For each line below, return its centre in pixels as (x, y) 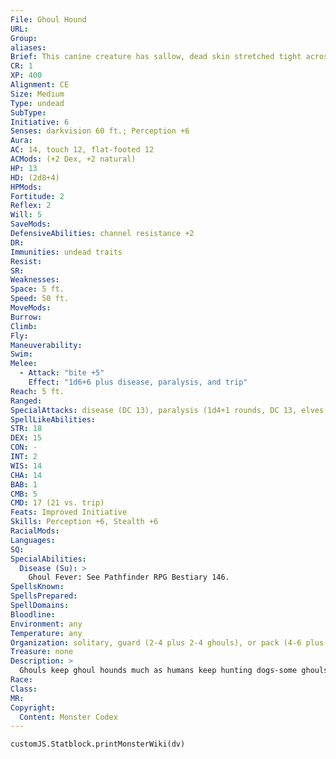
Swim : (21, 354)
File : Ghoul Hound (48, 19)
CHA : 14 (26, 475)
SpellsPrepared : (44, 596)
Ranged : (26, 401)
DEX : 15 (26, 438)
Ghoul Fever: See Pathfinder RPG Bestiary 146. (129, 577)
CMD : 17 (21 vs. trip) (57, 503)
